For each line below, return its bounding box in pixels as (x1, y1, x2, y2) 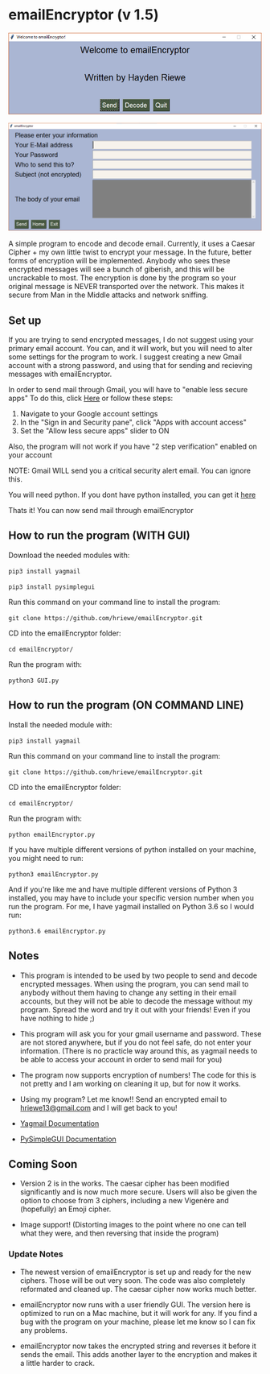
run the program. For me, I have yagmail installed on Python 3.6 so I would (8, 901, 255, 911)
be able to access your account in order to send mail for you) (19, 1054, 223, 1064)
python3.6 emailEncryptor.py (8, 927, 106, 935)
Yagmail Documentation (19, 1118, 100, 1128)
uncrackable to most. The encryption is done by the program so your (8, 273, 237, 283)
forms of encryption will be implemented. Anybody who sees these (8, 256, 231, 266)
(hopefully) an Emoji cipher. (19, 1204, 112, 1214)
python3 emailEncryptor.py (8, 870, 99, 879)
